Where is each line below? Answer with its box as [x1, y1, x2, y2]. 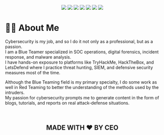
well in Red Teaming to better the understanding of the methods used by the [5, 84, 159, 90]
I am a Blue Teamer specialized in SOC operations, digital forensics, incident [5, 49, 159, 55]
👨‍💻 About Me [5, 22, 60, 34]
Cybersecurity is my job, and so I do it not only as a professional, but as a [5, 38, 153, 44]
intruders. [5, 90, 25, 95]
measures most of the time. [5, 69, 61, 75]
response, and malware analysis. [5, 54, 71, 60]
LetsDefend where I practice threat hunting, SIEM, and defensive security [5, 64, 153, 70]
